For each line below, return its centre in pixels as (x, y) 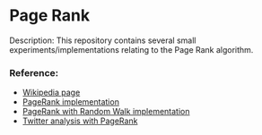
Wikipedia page (51, 93)
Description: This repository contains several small (103, 40)
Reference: (34, 72)
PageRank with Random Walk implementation (106, 112)
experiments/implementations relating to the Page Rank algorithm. (131, 49)
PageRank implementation (70, 102)
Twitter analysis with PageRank (80, 121)
